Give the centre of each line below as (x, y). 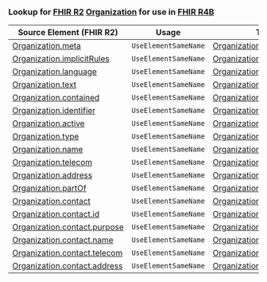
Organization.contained (56, 98)
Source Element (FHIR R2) (68, 33)
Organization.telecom (52, 163)
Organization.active (48, 123)
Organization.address (52, 175)
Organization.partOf (49, 188)
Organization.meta (47, 46)
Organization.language (55, 72)
